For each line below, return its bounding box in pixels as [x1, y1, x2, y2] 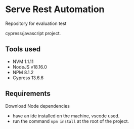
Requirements [5, 89, 51, 98]
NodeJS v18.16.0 [12, 63, 47, 70]
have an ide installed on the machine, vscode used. [12, 113, 120, 119]
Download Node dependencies [5, 103, 70, 109]
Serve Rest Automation [5, 4, 105, 15]
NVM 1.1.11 [12, 58, 34, 64]
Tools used [5, 45, 41, 54]
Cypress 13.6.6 [12, 75, 44, 81]
